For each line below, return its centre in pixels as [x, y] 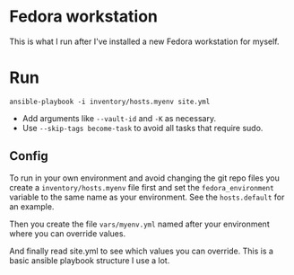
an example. [32, 206]
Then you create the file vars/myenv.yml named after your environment [140, 224]
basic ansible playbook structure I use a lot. [90, 260]
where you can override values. [68, 233]
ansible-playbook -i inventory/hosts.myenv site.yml [110, 102]
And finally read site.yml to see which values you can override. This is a [141, 251]
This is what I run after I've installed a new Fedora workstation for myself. [144, 41]
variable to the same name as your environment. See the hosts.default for [147, 197]
